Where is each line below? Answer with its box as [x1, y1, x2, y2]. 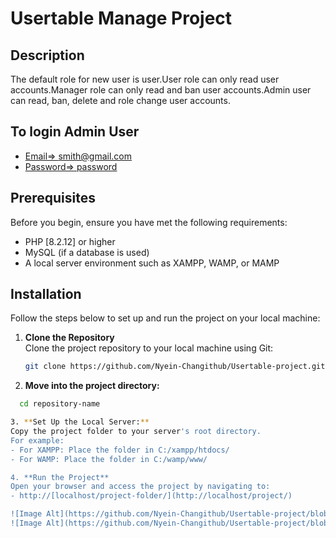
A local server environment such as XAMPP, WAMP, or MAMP [24, 257, 280, 269]
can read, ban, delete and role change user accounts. [10, 95, 231, 106]
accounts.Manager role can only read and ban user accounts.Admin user [10, 84, 312, 96]
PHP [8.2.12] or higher [24, 235, 116, 247]
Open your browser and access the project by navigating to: [10, 482, 271, 492]
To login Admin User [10, 123, 140, 141]
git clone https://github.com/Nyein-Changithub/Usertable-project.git [24, 362, 326, 372]
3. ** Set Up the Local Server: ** [10, 417, 150, 427]
